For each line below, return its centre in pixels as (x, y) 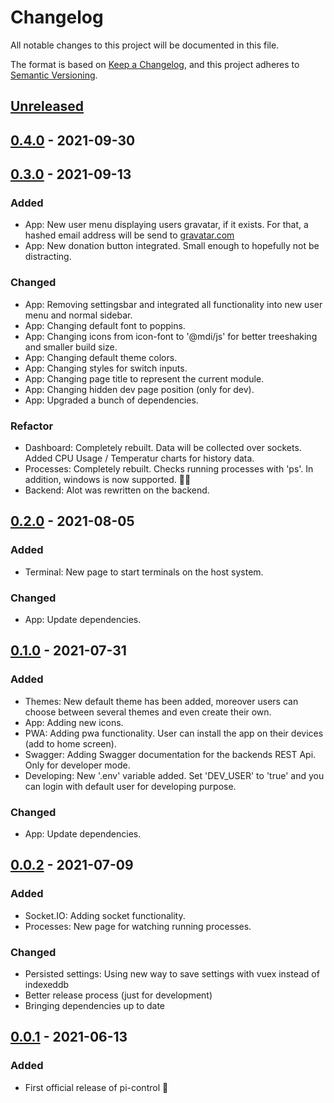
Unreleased (47, 106)
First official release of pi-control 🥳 (96, 1087)
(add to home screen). (70, 743)
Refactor (32, 426)
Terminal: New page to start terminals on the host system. (144, 572)
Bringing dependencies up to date (95, 1005)
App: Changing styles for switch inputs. (106, 368)
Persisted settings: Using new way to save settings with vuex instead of (172, 973)
